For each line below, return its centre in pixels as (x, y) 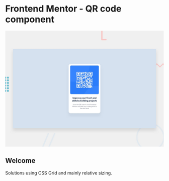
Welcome (20, 161)
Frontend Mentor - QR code (63, 9)
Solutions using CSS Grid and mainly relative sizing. (59, 173)
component (30, 19)
